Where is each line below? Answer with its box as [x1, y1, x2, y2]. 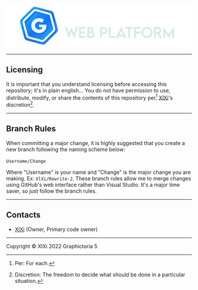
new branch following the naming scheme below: [6, 146, 126, 153]
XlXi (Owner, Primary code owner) [14, 226, 98, 233]
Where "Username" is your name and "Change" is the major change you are [6, 169, 191, 176]
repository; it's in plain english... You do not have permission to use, [6, 87, 171, 94]
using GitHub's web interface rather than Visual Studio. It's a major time [6, 181, 180, 188]
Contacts [6, 210, 41, 220]
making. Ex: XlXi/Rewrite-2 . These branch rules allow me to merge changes [6, 174, 192, 182]
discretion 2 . [6, 100, 35, 108]
